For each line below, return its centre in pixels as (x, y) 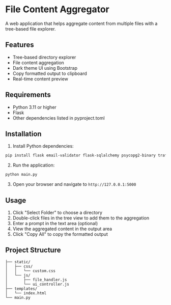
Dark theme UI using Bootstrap (45, 68)
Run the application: (34, 165)
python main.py (21, 175)
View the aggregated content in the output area (62, 229)
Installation (23, 134)
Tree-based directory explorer (44, 57)
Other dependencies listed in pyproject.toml (59, 118)
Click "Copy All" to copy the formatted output (60, 234)
